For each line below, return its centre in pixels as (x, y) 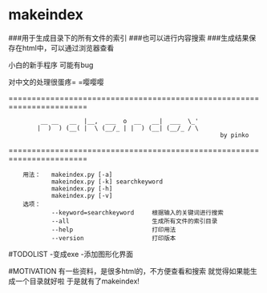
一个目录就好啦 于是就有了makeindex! (77, 281)
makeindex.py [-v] (82, 195)
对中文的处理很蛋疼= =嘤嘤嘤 (56, 82)
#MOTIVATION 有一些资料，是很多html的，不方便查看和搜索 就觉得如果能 (129, 271)
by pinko (235, 135)
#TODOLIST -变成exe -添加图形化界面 (71, 254)
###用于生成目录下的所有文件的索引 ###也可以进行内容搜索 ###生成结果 (129, 38)
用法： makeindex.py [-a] (68, 175)
